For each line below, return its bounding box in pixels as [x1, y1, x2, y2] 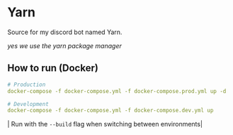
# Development [7, 100, 50, 107]
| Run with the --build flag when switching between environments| [7, 120, 203, 129]
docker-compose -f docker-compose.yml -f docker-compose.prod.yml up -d [7, 87, 227, 94]
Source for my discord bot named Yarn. [7, 28, 123, 36]
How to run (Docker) [7, 62, 99, 75]
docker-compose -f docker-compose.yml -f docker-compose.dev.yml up [7, 107, 214, 114]
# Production [7, 81, 46, 88]
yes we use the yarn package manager [7, 41, 122, 50]
